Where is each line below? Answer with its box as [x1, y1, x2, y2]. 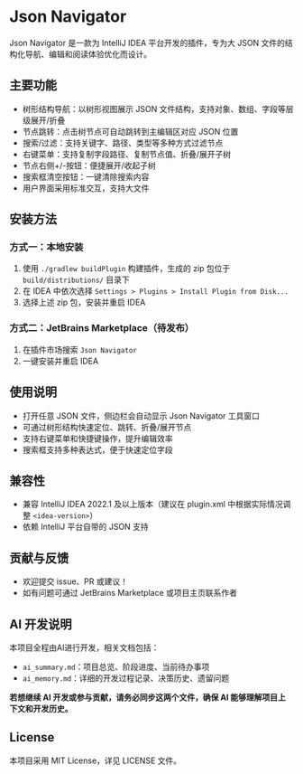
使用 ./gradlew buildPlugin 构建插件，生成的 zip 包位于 [22, 263, 231, 274]
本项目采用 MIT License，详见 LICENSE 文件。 [9, 755, 182, 766]
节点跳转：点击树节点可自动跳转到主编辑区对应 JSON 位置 [22, 126, 239, 137]
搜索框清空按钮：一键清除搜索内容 [22, 171, 150, 182]
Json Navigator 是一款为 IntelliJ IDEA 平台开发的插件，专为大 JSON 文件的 [9, 37, 286, 48]
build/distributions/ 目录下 [22, 274, 130, 286]
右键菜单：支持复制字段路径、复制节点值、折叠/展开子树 [22, 148, 232, 159]
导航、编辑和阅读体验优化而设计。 [24, 48, 151, 60]
